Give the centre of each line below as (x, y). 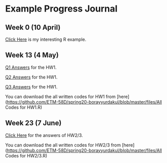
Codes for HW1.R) (24, 107)
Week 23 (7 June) (33, 123)
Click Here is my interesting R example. (46, 39)
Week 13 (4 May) (32, 55)
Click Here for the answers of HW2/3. (44, 135)
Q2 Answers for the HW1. (31, 77)
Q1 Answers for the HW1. (31, 67)
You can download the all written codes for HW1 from (60, 97)
